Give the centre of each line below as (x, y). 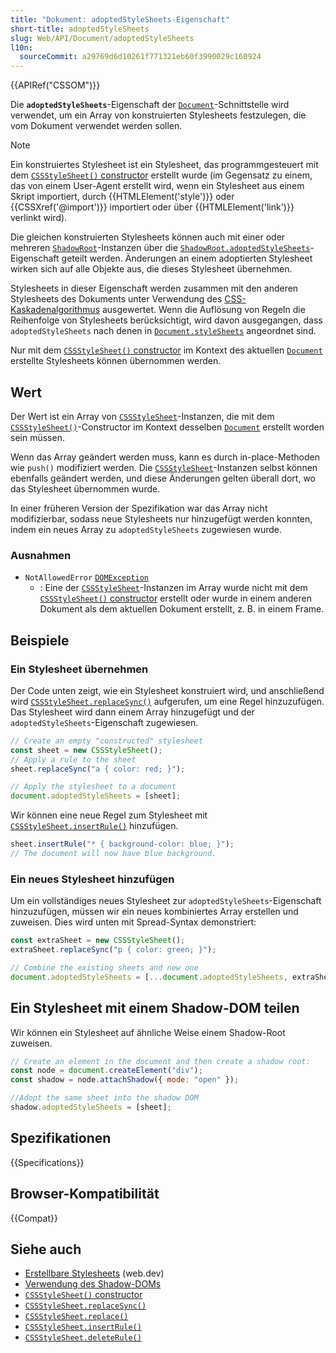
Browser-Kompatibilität (85, 1194)
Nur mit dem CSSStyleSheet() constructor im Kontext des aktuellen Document (166, 350)
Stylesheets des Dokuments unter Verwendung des (116, 299)
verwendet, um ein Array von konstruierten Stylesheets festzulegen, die (158, 115)
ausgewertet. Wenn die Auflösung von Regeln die (203, 310)
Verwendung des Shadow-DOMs (93, 1284)
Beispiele (40, 640)
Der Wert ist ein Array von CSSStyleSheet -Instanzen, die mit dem (142, 416)
